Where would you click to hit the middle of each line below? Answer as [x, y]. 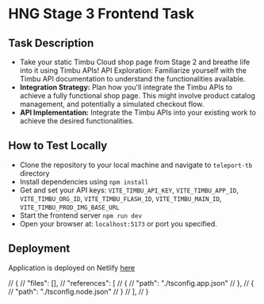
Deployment [39, 249]
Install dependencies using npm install [84, 181]
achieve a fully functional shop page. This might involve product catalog [138, 95]
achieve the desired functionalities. [77, 121]
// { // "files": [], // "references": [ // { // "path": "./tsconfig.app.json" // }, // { [131, 283]
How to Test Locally [58, 146]
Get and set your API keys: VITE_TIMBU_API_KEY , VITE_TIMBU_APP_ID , [129, 190]
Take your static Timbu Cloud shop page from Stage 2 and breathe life [135, 62]
